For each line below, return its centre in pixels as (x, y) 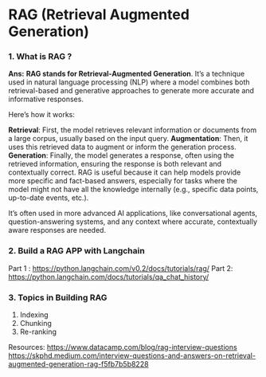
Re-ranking (38, 332)
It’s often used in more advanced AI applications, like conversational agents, (133, 214)
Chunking (35, 324)
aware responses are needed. (57, 230)
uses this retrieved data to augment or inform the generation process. (123, 147)
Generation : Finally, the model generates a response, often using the (121, 155)
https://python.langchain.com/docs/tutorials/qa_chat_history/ (109, 277)
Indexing (34, 315)
